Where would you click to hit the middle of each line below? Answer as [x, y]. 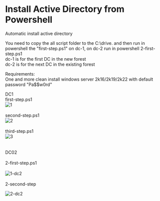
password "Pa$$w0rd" [29, 84]
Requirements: [20, 74]
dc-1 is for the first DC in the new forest [46, 59]
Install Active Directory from [65, 9]
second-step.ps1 [22, 115]
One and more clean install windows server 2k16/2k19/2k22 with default [79, 79]
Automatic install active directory [39, 33]
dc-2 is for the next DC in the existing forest [50, 64]
